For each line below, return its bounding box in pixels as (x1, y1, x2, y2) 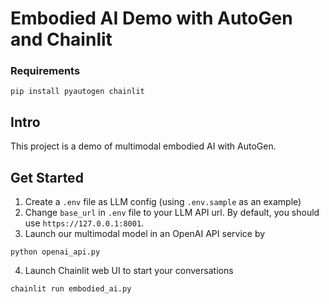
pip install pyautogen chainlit (10, 87, 145, 97)
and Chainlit (10, 28, 113, 51)
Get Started (10, 169, 84, 186)
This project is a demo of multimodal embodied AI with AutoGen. (10, 140, 277, 152)
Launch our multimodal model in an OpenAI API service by (24, 228, 266, 240)
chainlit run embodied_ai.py (10, 284, 132, 294)
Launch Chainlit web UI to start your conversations (24, 265, 234, 277)
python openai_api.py (10, 247, 101, 257)
